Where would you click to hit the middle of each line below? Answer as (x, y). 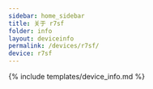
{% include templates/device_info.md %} (77, 76)
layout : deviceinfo (41, 38)
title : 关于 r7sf (36, 23)
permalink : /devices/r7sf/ (54, 46)
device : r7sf (30, 53)
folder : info (30, 31)
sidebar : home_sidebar (47, 16)
